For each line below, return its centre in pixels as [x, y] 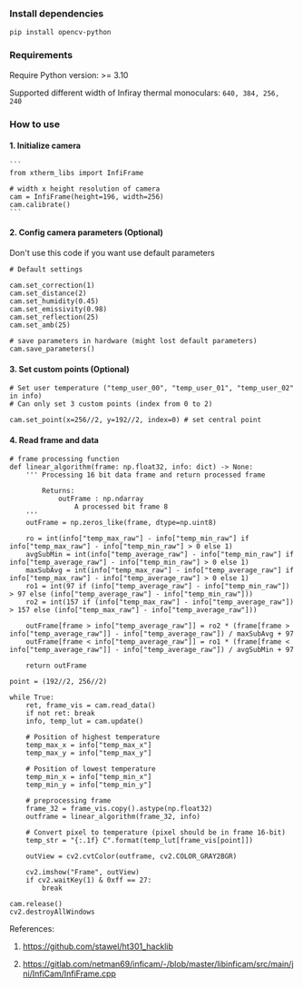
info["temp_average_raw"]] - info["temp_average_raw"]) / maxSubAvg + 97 [152, 634]
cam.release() [36, 904]
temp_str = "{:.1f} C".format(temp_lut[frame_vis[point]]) [140, 841]
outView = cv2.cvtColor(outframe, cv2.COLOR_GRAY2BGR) [132, 856]
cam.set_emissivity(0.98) [58, 309]
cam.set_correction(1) [52, 285]
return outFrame [57, 666]
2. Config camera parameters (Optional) [86, 232]
